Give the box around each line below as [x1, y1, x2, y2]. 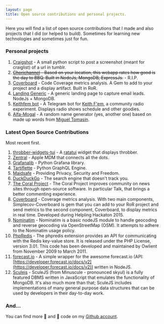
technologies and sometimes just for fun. [5, 35, 89, 42]
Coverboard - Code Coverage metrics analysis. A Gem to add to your [12, 80, 153, 86]
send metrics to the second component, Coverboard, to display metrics [12, 207, 158, 213]
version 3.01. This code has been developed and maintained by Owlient [12, 243, 157, 249]
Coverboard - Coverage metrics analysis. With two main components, [12, 196, 154, 202]
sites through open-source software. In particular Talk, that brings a [12, 186, 150, 192]
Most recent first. [5, 140, 41, 146]
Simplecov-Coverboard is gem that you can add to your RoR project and [12, 202, 159, 208]
